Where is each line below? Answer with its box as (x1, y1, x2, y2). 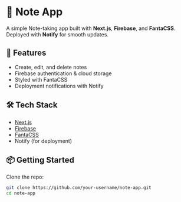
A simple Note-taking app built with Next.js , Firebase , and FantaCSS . (6, 25, 176, 32)
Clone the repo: (6, 173, 44, 181)
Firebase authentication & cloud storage (14, 70, 112, 77)
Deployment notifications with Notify (14, 82, 104, 89)
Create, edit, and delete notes (14, 63, 87, 70)
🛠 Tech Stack (6, 100, 58, 110)
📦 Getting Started (6, 155, 75, 165)
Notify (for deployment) (14, 137, 73, 144)
